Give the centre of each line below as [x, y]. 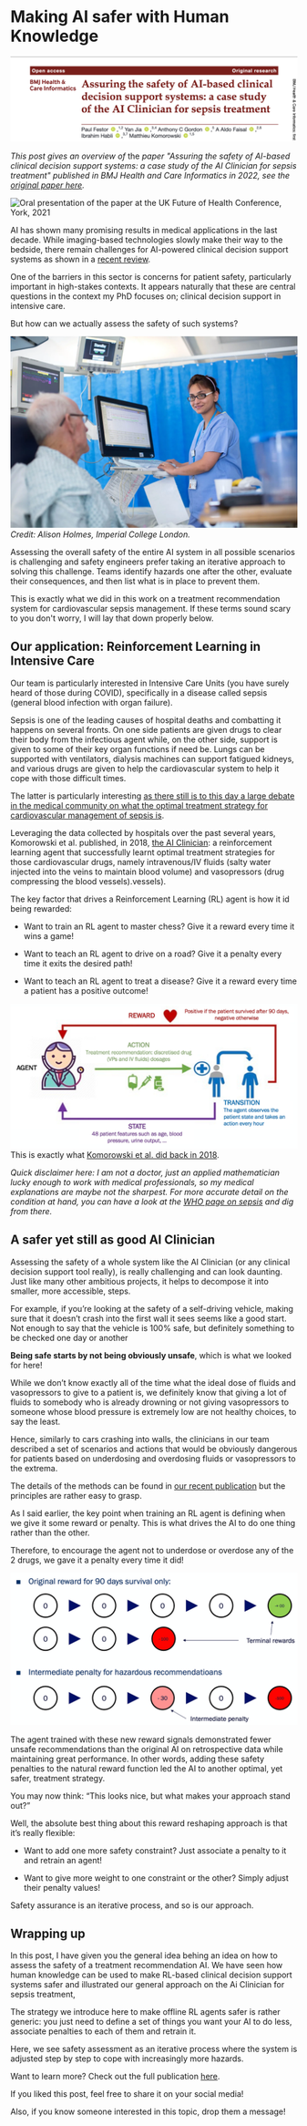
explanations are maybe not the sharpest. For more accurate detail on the [149, 1192]
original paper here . [47, 185]
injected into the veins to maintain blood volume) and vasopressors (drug [148, 872]
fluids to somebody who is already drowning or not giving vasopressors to [150, 1402]
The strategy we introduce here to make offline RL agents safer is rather [145, 2012]
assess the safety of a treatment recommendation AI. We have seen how [147, 1966]
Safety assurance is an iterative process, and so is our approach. [132, 1905]
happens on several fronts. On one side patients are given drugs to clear [146, 729]
